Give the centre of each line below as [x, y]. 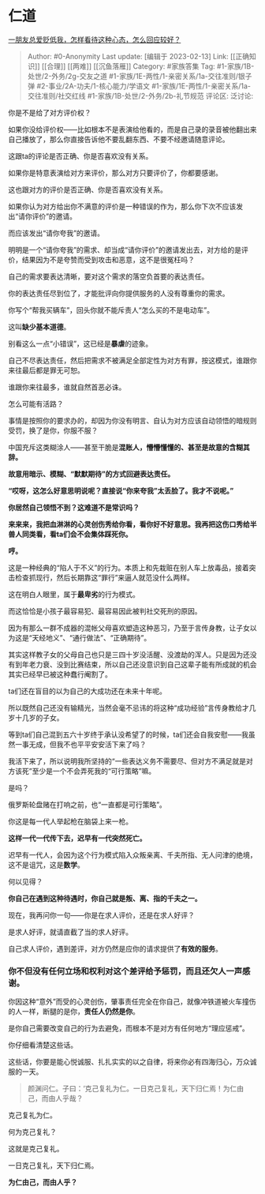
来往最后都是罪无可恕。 [46, 370]
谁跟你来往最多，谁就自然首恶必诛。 [67, 387]
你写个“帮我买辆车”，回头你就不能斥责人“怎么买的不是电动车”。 [111, 310]
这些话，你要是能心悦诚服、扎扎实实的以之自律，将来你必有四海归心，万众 [129, 1062]
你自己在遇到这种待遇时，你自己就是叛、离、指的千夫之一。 [105, 898]
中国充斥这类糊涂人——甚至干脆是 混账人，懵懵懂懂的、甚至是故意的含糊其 [129, 447]
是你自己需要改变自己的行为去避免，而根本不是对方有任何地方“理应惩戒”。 [129, 1028]
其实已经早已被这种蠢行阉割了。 [60, 674]
